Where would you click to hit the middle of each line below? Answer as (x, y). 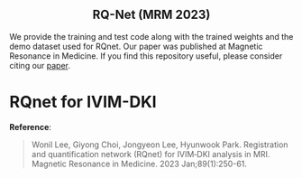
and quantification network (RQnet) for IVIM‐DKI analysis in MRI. (151, 154)
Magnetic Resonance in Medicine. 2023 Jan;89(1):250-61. (139, 164)
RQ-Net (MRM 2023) (151, 15)
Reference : (31, 126)
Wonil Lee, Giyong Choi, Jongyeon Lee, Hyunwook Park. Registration (160, 145)
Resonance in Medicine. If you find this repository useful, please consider (146, 56)
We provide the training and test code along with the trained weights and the (151, 36)
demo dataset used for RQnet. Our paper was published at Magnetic (136, 46)
